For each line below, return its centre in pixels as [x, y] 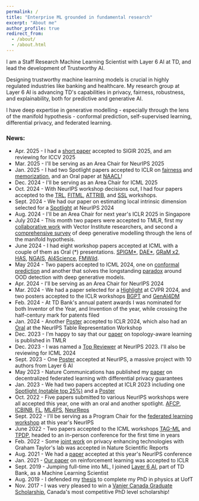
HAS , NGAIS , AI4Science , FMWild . [57, 259]
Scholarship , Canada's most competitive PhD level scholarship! [92, 492]
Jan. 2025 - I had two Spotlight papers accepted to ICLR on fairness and [104, 170]
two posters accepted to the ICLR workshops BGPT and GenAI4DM [97, 296]
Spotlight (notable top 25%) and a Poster [65, 391]
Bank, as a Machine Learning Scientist [61, 473]
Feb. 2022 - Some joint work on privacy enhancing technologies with [99, 442]
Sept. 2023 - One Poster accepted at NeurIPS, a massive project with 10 [103, 360]
